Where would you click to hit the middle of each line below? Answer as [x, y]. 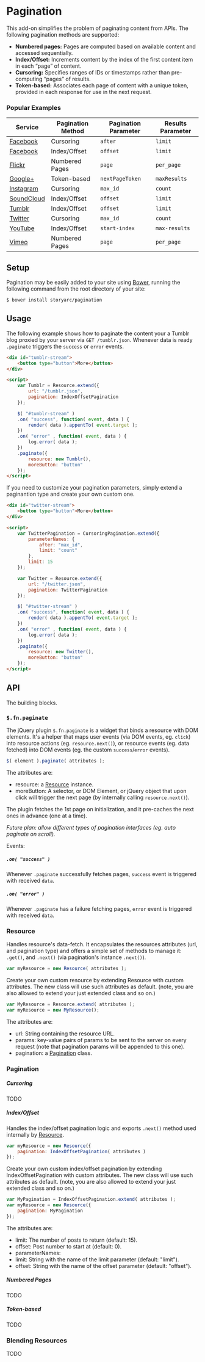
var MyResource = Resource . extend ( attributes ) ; [71, 1005]
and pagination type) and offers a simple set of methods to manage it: [94, 951]
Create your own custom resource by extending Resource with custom [95, 980]
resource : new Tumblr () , [60, 459]
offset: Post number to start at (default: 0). [68, 1246]
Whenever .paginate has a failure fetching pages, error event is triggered [99, 908]
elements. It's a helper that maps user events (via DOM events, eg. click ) [99, 737]
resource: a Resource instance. [54, 784]
